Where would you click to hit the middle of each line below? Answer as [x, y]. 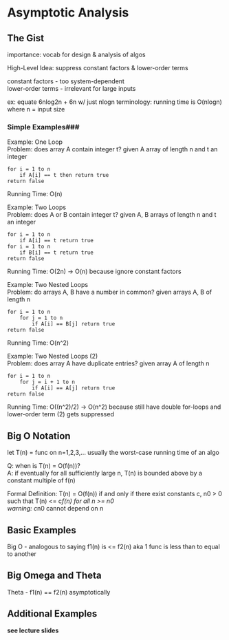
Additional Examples [52, 614]
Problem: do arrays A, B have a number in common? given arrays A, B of [110, 292]
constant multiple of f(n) [41, 480]
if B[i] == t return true [57, 253]
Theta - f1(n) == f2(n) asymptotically [59, 592]
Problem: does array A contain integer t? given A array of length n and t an [112, 149]
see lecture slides [33, 630]
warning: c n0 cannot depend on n [55, 509]
